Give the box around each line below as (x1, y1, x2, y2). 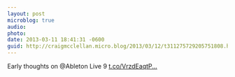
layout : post (7, 10, 45, 17)
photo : (7, 29, 27, 37)
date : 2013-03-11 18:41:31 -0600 (7, 36, 105, 43)
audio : (7, 23, 27, 30)
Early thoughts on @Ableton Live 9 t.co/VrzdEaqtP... (7, 62, 157, 70)
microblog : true (7, 17, 55, 24)
